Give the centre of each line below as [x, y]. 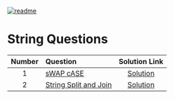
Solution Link [141, 61]
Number [25, 61]
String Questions [58, 39]
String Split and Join [79, 84]
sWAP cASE [65, 73]
